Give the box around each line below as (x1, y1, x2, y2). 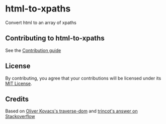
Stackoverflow (5, 113, 35, 119)
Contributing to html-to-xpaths (5, 34, 105, 42)
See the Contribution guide (5, 47, 61, 53)
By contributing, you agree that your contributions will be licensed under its (5, 75, 161, 81)
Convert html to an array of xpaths (5, 19, 76, 25)
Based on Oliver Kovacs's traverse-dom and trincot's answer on (5, 108, 138, 114)
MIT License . (5, 80, 32, 86)
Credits (5, 94, 29, 103)
